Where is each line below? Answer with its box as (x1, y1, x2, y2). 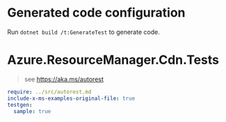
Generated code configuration (7, 5, 186, 21)
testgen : (7, 101, 33, 108)
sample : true (13, 107, 51, 115)
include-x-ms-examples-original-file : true (7, 95, 136, 102)
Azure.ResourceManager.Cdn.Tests (7, 52, 219, 68)
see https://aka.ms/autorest (24, 75, 104, 83)
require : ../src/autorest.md (7, 88, 92, 95)
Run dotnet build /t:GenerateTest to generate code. (7, 28, 160, 36)
